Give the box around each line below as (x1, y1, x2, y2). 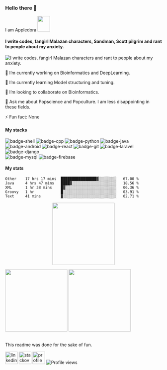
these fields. (5, 104, 31, 110)
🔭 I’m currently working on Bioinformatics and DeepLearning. (5, 70, 130, 76)
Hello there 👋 (5, 4, 37, 11)
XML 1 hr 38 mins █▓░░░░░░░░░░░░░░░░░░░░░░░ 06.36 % (5, 185, 139, 190)
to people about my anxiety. (5, 43, 64, 49)
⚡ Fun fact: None (5, 114, 40, 120)
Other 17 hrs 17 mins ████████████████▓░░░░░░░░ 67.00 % (5, 176, 139, 181)
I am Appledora (5, 27, 37, 33)
